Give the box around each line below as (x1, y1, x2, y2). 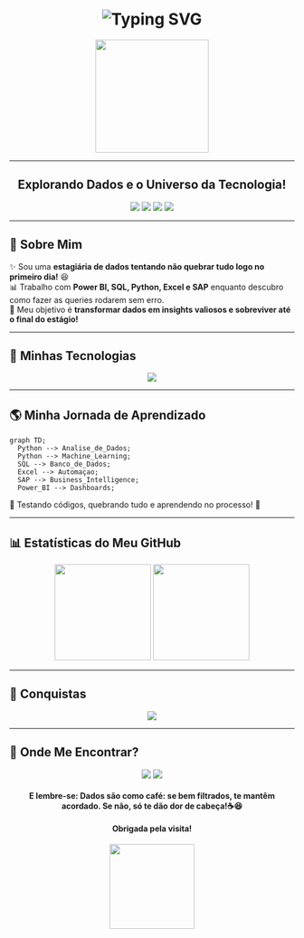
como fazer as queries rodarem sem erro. (9, 294, 165, 305)
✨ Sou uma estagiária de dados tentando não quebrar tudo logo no (9, 261, 265, 271)
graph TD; (9, 436, 47, 445)
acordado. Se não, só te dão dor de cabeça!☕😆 (62, 801, 242, 811)
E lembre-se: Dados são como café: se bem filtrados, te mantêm (28, 791, 276, 801)
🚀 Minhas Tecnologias (9, 348, 137, 364)
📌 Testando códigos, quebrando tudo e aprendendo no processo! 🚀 (9, 499, 261, 510)
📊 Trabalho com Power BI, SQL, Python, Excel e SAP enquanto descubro (9, 281, 284, 292)
